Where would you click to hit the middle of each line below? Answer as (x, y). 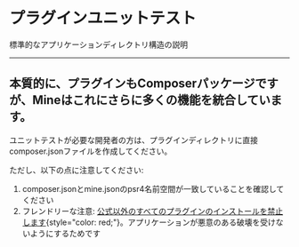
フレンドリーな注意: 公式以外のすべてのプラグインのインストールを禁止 (152, 211)
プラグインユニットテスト (103, 18)
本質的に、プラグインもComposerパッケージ (132, 84)
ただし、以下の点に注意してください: (77, 170)
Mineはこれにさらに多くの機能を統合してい (152, 100)
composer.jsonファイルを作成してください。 (91, 151)
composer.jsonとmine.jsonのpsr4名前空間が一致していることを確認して (153, 188)
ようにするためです (65, 233)
